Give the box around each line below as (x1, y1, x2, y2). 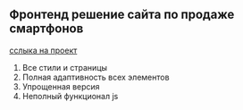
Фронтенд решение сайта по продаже (9, 7, 235, 22)
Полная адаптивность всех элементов (21, 72, 170, 82)
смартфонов (9, 21, 84, 37)
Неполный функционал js (21, 90, 119, 101)
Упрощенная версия (21, 80, 100, 92)
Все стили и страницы (21, 62, 108, 72)
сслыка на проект (9, 45, 78, 55)
